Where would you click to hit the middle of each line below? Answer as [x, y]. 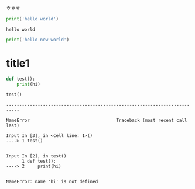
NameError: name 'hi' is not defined [52, 182]
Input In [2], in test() [36, 156]
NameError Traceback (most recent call [97, 121]
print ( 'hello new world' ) [37, 40]
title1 [18, 63]
